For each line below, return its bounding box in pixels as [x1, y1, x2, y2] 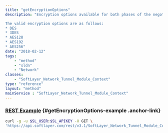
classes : [5, 72, 23, 77]
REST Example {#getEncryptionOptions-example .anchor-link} [5, 107, 161, 114]
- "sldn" [14, 63, 32, 68]
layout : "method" [5, 86, 41, 91]
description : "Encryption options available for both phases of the [5, 12, 151, 17]
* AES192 [5, 39, 23, 45]
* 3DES [5, 30, 19, 35]
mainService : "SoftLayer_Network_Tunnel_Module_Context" [5, 90, 128, 95]
